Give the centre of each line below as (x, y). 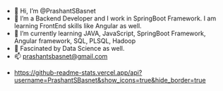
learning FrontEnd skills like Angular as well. (78, 26)
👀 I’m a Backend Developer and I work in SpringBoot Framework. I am (115, 18)
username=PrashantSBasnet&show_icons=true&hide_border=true (110, 80)
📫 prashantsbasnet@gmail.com (61, 56)
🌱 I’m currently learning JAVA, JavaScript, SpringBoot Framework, (110, 33)
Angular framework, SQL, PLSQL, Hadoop (75, 41)
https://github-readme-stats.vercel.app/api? (78, 73)
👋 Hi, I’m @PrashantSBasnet (55, 11)
